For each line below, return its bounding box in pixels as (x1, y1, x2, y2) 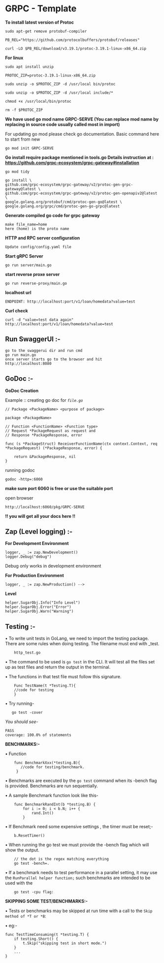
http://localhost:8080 (5, 361, 52, 366)
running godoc (5, 467, 35, 473)
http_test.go (14, 650, 41, 655)
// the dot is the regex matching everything (14, 857, 109, 862)
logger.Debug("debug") (5, 554, 52, 559)
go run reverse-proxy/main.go (5, 281, 67, 286)
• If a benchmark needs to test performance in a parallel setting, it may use (5, 870, 158, 876)
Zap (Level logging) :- (5, 527, 73, 536)
